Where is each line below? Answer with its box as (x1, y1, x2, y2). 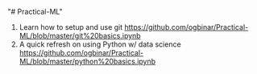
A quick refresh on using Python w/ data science (19, 39, 182, 49)
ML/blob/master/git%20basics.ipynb (19, 31, 142, 40)
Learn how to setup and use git (19, 23, 123, 31)
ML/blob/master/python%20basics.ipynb (19, 56, 156, 66)
